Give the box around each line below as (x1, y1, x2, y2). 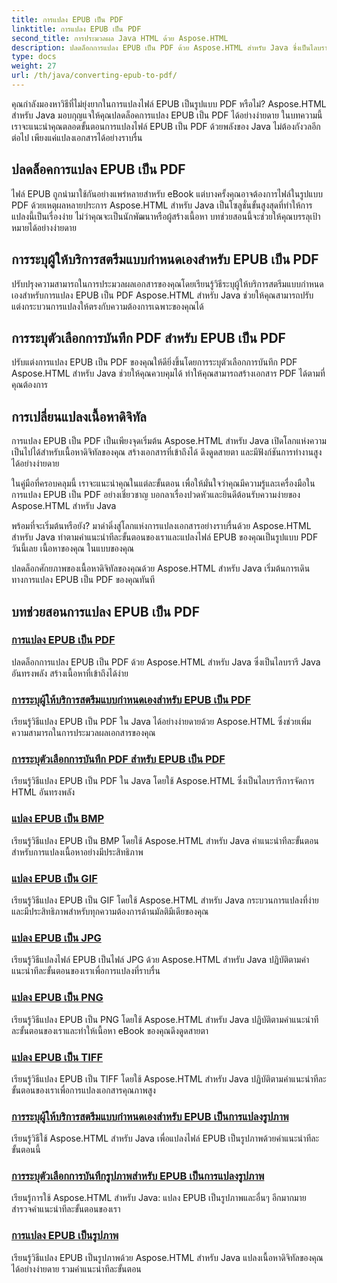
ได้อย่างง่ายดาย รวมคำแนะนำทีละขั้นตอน (11, 1262, 142, 1275)
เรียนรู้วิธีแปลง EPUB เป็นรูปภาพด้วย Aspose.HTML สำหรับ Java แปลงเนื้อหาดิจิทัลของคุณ (11, 1251, 324, 1263)
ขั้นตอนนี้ (11, 1144, 41, 1156)
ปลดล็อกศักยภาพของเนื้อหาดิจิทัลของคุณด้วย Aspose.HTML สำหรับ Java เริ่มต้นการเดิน (11, 562, 311, 575)
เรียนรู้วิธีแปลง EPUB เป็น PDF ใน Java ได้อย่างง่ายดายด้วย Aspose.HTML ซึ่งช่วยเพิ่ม (11, 716, 312, 728)
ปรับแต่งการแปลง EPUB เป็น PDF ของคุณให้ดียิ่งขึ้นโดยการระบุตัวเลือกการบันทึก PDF (11, 356, 298, 368)
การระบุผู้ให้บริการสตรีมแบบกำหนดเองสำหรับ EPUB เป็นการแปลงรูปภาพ (11, 1109, 289, 1123)
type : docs (11, 52, 57, 62)
